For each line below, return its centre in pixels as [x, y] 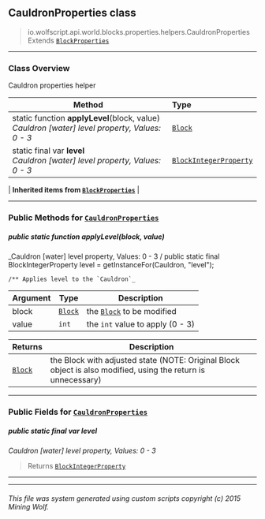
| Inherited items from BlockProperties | [74, 190]
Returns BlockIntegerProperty [77, 465]
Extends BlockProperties [68, 40]
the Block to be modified [132, 311]
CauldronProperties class [72, 13]
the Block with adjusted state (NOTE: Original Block [145, 360]
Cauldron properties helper [52, 85]
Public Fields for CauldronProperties [78, 412]
